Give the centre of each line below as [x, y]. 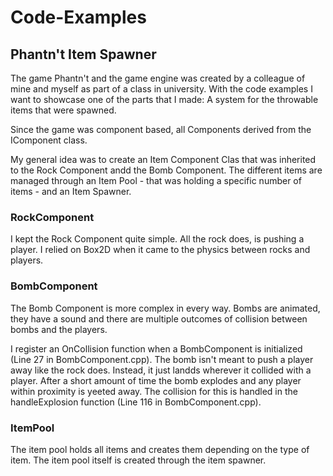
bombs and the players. [59, 329]
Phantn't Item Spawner [83, 54]
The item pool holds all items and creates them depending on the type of [160, 449]
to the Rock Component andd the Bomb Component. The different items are [166, 170]
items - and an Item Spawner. [71, 191]
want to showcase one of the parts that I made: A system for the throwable [164, 99]
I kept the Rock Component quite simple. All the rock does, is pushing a [157, 239]
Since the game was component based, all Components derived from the [161, 129]
